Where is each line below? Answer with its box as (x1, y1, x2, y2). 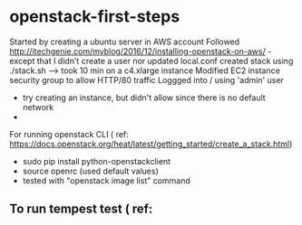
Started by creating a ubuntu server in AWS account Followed (9, 36, 240, 47)
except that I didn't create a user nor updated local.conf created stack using (9, 55, 294, 66)
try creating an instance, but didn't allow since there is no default (22, 92, 266, 103)
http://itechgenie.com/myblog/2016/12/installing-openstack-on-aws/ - (9, 45, 272, 56)
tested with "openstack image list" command (22, 174, 190, 186)
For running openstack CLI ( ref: (9, 128, 129, 139)
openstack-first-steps (9, 6, 180, 27)
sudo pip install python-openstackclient (22, 155, 170, 166)
